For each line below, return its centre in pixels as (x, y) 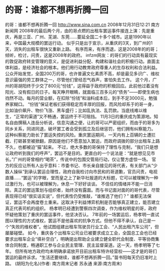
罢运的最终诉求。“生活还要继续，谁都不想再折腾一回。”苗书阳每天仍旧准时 (79, 257)
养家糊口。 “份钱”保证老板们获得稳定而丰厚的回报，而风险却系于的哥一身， (81, 104)
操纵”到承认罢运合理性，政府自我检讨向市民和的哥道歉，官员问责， (81, 172)
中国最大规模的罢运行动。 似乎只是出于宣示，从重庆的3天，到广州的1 (83, 43)
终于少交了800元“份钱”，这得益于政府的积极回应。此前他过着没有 (93, 86)
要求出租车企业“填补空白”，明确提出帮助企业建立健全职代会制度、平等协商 (80, 239)
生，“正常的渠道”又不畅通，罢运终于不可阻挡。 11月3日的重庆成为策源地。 (80, 116)
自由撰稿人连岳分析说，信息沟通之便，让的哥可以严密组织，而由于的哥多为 (84, 123)
